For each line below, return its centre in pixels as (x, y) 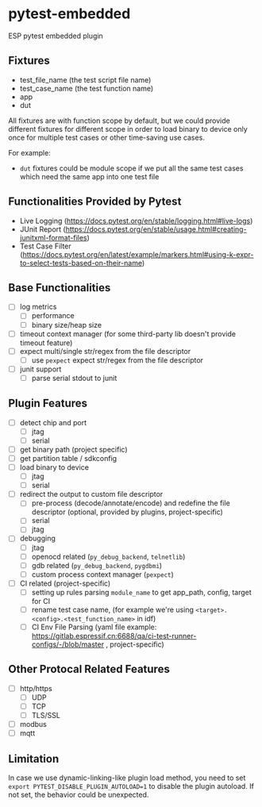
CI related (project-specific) (65, 583)
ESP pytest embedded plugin (56, 36)
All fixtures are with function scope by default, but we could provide (119, 121)
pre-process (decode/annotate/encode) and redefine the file (131, 503)
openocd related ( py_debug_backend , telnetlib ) (108, 556)
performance (53, 316)
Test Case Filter (45, 246)
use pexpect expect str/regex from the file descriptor (118, 360)
